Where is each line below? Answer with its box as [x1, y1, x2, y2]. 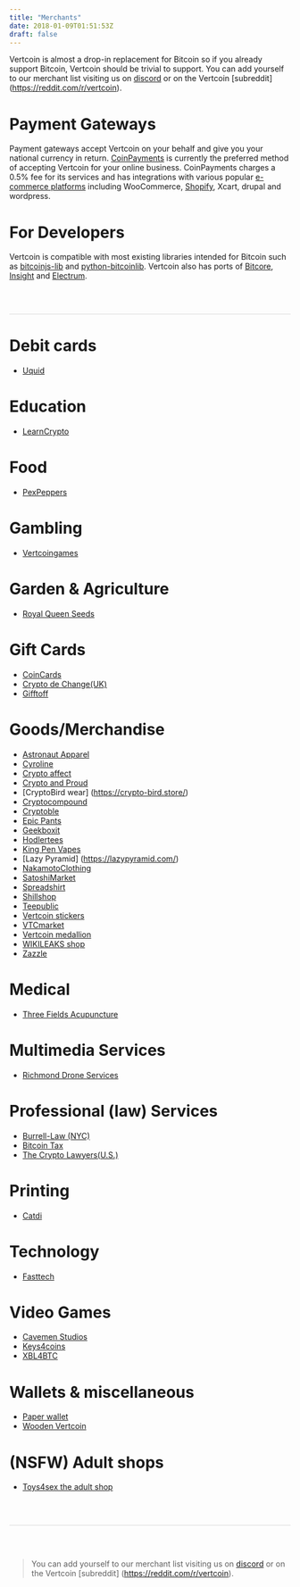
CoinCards [21, 669, 62, 679]
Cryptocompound [21, 796, 87, 807]
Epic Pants [21, 815, 62, 826]
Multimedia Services [9, 1040, 166, 1060]
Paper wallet [21, 1411, 69, 1422]
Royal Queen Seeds [21, 608, 96, 619]
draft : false [9, 29, 58, 38]
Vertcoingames [21, 548, 79, 558]
